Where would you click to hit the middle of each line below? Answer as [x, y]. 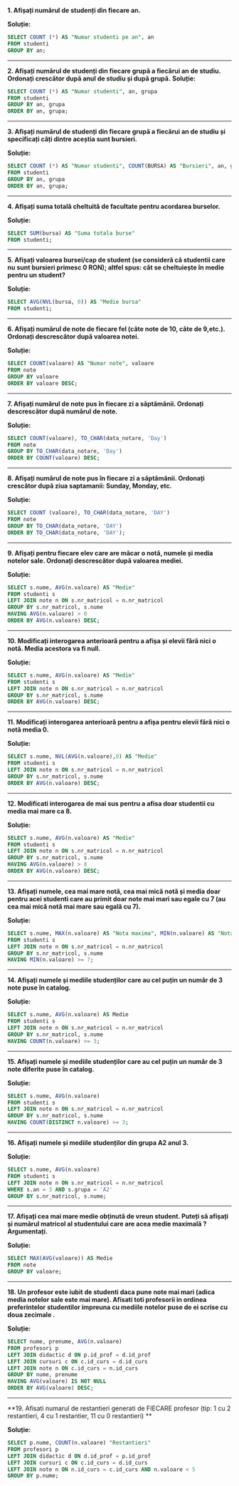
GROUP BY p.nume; [33, 1476]
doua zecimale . [31, 1315]
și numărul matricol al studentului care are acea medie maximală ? [107, 1224]
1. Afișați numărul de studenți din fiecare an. [74, 10]
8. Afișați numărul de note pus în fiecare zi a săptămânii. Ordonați [106, 478]
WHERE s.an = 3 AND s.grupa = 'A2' [60, 1189]
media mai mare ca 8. [40, 811]
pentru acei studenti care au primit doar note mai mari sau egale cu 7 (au [117, 898]
